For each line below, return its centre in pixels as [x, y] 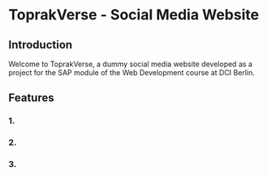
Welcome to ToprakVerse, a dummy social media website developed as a [131, 64]
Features [31, 98]
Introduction [41, 45]
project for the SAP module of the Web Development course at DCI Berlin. [132, 73]
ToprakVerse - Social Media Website [134, 15]
